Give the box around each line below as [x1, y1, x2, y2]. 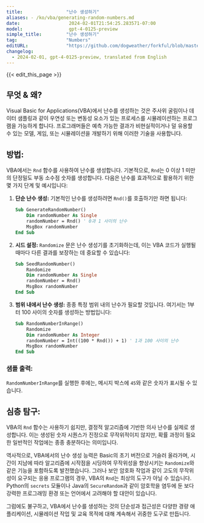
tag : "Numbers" [6, 37, 91, 43]
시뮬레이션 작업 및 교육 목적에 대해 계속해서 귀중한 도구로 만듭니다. [33, 510, 191, 518]
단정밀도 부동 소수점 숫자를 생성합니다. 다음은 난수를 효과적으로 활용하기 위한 [12, 174, 194, 182]
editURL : [6, 43, 29, 49]
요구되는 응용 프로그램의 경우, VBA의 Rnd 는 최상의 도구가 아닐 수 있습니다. [17, 474, 192, 482]
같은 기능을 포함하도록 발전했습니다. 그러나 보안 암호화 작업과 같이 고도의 [6, 467, 178, 474]
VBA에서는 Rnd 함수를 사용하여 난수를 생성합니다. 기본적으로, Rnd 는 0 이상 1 [6, 166, 185, 174]
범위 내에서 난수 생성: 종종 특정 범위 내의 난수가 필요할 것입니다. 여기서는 [15, 301, 186, 308]
